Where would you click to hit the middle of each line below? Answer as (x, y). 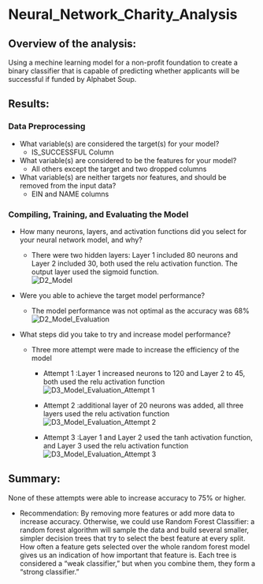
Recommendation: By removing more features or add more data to (127, 513)
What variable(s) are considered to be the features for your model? (128, 160)
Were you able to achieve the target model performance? (112, 295)
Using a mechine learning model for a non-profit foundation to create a (123, 62)
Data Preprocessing (47, 126)
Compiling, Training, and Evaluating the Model (98, 214)
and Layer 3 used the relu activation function (116, 445)
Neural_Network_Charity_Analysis (123, 15)
